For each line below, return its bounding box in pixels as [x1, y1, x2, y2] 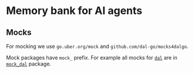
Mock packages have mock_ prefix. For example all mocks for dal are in [6, 54, 178, 61]
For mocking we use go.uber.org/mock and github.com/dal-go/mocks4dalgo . [6, 43, 189, 50]
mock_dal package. [6, 60, 52, 67]
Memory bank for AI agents [6, 4, 143, 18]
